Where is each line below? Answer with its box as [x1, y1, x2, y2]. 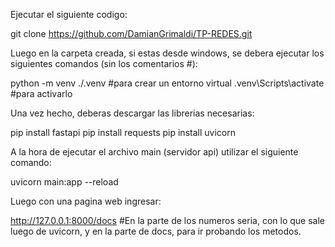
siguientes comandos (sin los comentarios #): [10, 58, 198, 69]
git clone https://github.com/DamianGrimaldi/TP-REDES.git [10, 28, 253, 39]
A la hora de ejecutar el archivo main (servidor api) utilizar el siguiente [10, 146, 299, 158]
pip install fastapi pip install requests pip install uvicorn [10, 127, 236, 138]
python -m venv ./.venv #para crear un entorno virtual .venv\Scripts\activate [10, 77, 325, 89]
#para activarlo [10, 88, 73, 99]
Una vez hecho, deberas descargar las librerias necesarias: [10, 107, 255, 119]
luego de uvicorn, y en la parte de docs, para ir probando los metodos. [10, 225, 302, 237]
